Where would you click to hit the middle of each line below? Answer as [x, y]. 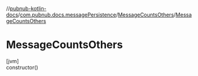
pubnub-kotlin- [28, 9]
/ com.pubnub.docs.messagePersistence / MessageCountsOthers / [97, 15]
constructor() [22, 67]
